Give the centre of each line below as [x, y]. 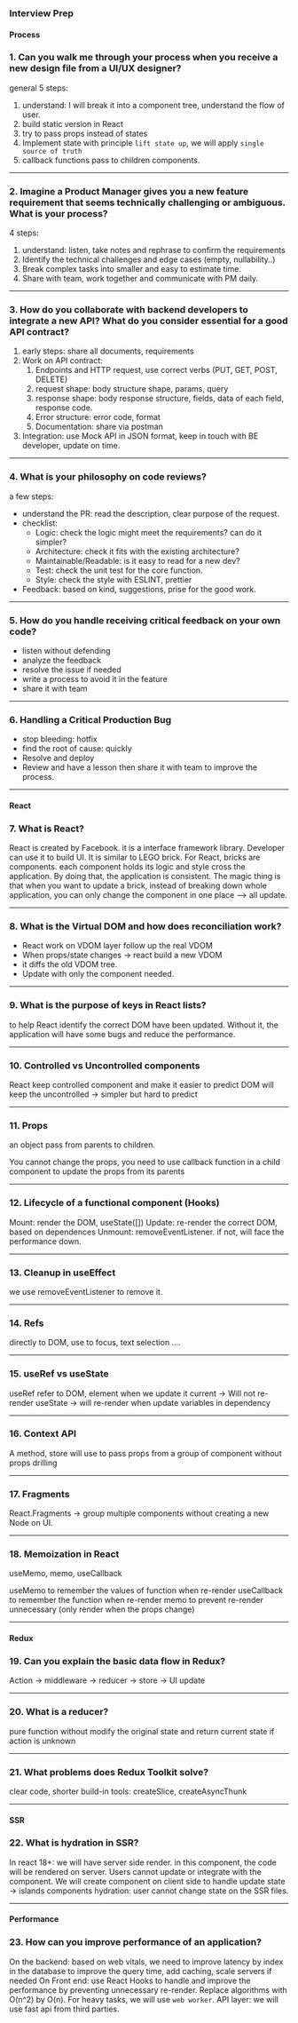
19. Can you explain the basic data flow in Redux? [118, 1661]
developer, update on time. [71, 446]
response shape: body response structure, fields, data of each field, [159, 399]
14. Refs [27, 1323]
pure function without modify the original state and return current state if [142, 1731]
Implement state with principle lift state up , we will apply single [143, 143]
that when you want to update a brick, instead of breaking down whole [138, 885]
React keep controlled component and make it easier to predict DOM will [142, 1085]
